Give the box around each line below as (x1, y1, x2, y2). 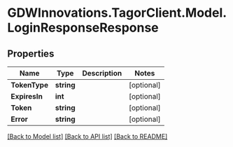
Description (82, 69, 122, 78)
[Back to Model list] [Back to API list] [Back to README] (7, 132, 168, 141)
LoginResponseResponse (7, 20, 159, 36)
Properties (7, 48, 55, 59)
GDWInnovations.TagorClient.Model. (7, 5, 227, 21)
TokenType (10, 80, 49, 90)
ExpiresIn (10, 92, 43, 101)
